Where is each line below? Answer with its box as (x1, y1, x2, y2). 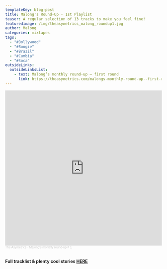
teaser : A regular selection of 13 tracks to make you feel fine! (5, 16, 146, 21)
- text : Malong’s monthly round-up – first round (14, 72, 119, 77)
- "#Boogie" (9, 44, 35, 49)
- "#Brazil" (9, 49, 35, 54)
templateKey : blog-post (5, 7, 55, 12)
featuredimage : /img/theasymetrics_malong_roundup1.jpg (5, 21, 123, 26)
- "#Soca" (9, 58, 30, 63)
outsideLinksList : (9, 67, 48, 72)
